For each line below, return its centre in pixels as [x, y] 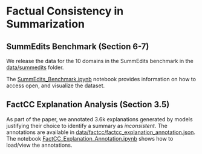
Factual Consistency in [65, 11]
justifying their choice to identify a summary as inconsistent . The [87, 126]
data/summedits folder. [35, 67]
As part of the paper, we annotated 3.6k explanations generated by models [99, 119]
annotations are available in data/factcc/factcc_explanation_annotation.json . [101, 132]
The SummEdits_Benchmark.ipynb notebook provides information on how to [101, 79]
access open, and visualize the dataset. [56, 85]
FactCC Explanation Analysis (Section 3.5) [88, 105]
